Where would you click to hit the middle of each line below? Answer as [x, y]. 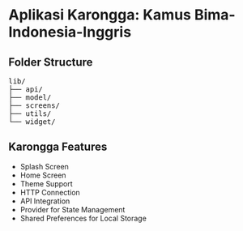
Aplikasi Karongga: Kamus [100, 15]
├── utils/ [30, 114]
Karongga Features [58, 147]
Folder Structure [51, 62]
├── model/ [30, 98]
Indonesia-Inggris [70, 32]
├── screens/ [34, 106]
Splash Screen [44, 166]
